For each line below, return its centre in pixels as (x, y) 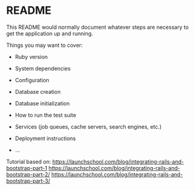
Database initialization (42, 103)
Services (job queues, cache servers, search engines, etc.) (88, 126)
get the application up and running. (50, 33)
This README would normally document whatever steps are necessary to (97, 27)
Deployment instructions (45, 138)
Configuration (32, 80)
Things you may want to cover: (45, 45)
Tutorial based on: (29, 161)
